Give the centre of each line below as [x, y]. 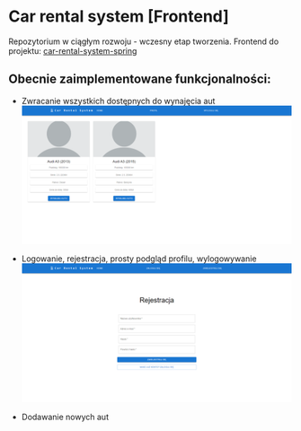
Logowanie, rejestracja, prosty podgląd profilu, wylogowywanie [139, 259]
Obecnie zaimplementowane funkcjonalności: [140, 79]
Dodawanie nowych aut [65, 417]
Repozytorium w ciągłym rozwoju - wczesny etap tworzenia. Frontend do [144, 41]
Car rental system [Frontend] [119, 17]
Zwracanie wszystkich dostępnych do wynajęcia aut [118, 101]
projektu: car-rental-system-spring [73, 50]
